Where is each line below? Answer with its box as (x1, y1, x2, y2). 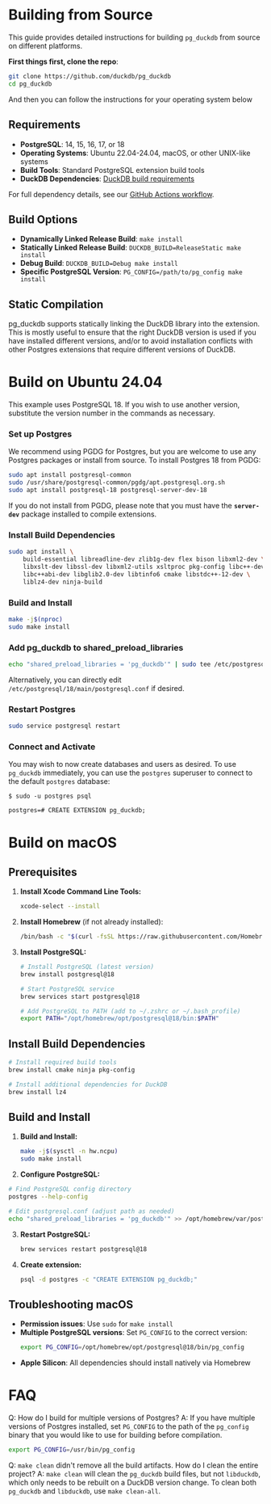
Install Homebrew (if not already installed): (19, 917, 164, 927)
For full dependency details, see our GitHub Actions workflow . (8, 189, 215, 199)
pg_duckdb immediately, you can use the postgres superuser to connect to (8, 768, 252, 777)
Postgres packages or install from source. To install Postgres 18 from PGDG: (8, 455, 261, 466)
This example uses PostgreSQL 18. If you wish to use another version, (8, 400, 240, 410)
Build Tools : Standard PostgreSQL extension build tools (19, 165, 205, 175)
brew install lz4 (8, 1088, 67, 1096)
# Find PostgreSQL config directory (8, 1186, 131, 1194)
